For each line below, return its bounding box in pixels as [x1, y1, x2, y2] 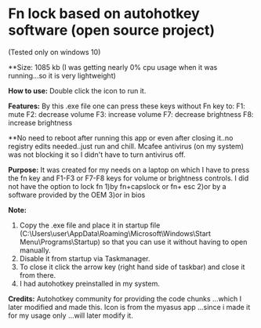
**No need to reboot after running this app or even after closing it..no [8, 133, 234, 142]
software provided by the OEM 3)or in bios [8, 190, 146, 199]
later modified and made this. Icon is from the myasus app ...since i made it [8, 302, 251, 312]
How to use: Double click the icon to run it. [8, 86, 147, 95]
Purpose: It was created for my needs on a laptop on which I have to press [8, 165, 250, 174]
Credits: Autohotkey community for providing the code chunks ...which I [8, 293, 241, 303]
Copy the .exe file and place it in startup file [19, 220, 161, 230]
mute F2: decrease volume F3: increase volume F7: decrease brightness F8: [8, 109, 254, 118]
